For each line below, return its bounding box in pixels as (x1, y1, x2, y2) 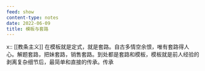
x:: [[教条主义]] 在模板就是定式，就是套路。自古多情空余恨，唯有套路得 (6, 43, 185, 50)
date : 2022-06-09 (6, 20, 51, 26)
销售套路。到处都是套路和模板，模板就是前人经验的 (70, 51, 199, 58)
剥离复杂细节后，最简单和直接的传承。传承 (6, 58, 114, 66)
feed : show (6, 8, 34, 15)
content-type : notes (6, 15, 59, 21)
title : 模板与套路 (6, 25, 49, 32)
